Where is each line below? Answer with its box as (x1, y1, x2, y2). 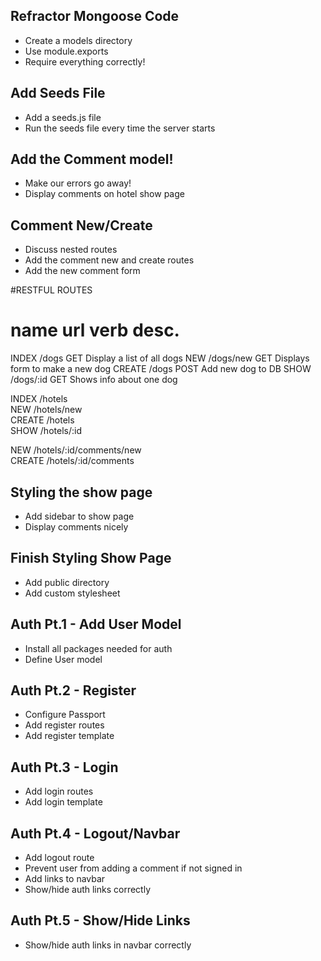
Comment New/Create (10, 217, 153, 234)
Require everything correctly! (24, 55, 146, 68)
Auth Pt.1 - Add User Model (10, 616, 182, 633)
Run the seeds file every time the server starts (24, 122, 216, 134)
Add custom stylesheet (24, 587, 121, 599)
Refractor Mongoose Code (10, 8, 180, 25)
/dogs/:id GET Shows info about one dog (10, 374, 178, 386)
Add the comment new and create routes (24, 254, 195, 266)
